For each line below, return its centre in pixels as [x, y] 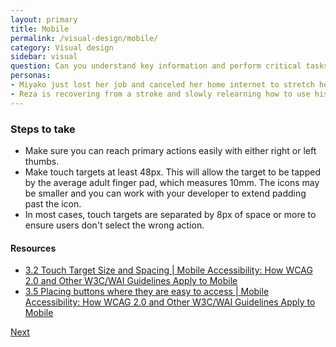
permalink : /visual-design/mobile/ [84, 38]
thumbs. [42, 161]
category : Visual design [62, 47]
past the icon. [53, 203]
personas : [31, 76]
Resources [33, 248]
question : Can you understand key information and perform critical [156, 66]
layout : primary [44, 19]
